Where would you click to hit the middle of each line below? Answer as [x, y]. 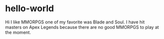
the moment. [18, 32]
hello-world [30, 9]
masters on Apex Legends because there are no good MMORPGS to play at [82, 27]
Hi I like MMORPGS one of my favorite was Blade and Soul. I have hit [75, 22]
